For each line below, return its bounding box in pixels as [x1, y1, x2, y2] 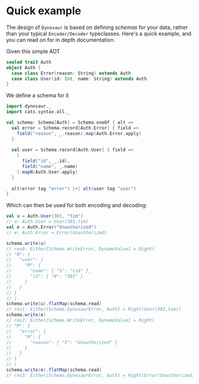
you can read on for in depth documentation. [6, 36, 115, 43]
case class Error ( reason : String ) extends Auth [11, 70, 131, 76]
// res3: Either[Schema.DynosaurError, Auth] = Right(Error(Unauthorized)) [6, 372, 197, 378]
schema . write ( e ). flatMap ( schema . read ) [6, 367, 102, 373]
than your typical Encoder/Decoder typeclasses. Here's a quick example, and [6, 30, 191, 37]
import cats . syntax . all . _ [6, 109, 70, 115]
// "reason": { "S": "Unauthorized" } [6, 339, 118, 346]
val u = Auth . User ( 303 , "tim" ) [6, 213, 84, 220]
